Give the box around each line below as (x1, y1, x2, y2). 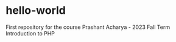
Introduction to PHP (5, 29, 55, 37)
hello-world (5, 4, 66, 17)
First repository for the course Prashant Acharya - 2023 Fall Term (5, 23, 171, 31)
